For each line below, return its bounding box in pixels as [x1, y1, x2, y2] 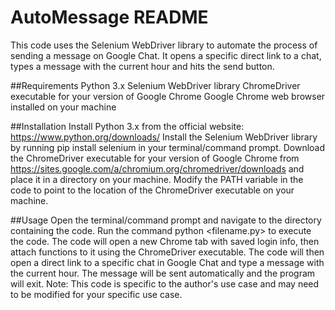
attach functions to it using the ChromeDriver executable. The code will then [10, 246, 325, 258]
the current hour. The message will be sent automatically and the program [10, 267, 316, 279]
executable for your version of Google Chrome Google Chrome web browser [10, 90, 326, 102]
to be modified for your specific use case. [10, 288, 183, 300]
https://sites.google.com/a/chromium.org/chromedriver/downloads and [10, 162, 305, 175]
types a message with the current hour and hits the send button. [10, 60, 275, 72]
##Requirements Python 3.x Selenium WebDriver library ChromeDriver [10, 79, 301, 91]
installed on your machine [10, 101, 117, 113]
